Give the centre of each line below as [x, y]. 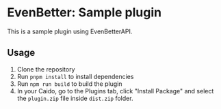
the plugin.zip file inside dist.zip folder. [75, 98]
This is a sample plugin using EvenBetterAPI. [70, 31]
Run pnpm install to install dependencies [75, 76]
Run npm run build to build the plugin [69, 84]
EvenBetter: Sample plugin [84, 13]
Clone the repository [46, 69]
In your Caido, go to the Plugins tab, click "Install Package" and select [115, 91]
